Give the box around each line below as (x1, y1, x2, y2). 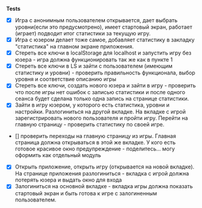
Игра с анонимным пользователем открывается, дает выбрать (14, 17, 178, 23)
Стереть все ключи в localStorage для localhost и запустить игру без (14, 49, 192, 56)
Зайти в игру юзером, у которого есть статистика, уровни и (14, 101, 170, 108)
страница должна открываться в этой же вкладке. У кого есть (14, 139, 176, 146)
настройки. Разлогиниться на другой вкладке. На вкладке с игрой (14, 108, 186, 116)
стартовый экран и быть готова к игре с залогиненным (14, 189, 158, 197)
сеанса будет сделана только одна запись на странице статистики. (14, 95, 189, 103)
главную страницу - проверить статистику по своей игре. (14, 121, 165, 128)
